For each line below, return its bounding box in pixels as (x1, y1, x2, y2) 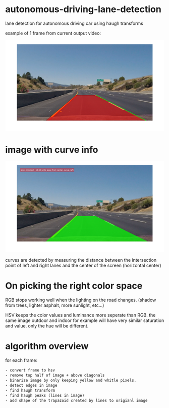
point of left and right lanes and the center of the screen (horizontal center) (5, 262, 161, 268)
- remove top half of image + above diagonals (5, 373, 105, 378)
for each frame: (5, 357, 38, 363)
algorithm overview (5, 340, 89, 352)
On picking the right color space (5, 280, 143, 292)
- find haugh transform (5, 388, 55, 393)
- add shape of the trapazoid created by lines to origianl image (5, 398, 148, 403)
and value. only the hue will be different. (5, 322, 89, 329)
